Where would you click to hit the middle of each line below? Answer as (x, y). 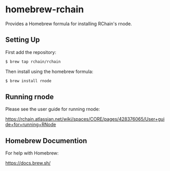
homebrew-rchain (45, 9)
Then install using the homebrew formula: (49, 71)
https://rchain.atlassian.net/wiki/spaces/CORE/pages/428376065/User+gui (85, 119)
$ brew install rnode (29, 81)
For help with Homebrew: (32, 153)
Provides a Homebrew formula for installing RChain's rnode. (69, 24)
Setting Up (23, 40)
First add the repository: (31, 52)
